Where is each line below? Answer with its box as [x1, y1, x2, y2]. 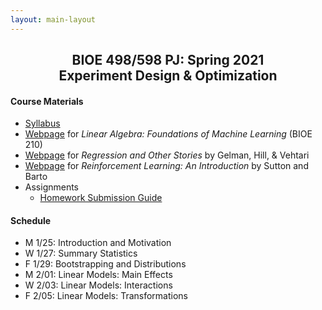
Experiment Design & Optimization [58, 67, 278, 85]
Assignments [24, 181, 80, 193]
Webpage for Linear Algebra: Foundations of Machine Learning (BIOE [24, 128, 313, 140]
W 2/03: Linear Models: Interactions [24, 279, 173, 291]
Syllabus [24, 117, 61, 130]
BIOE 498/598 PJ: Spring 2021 [71, 52, 265, 69]
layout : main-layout [10, 14, 97, 25]
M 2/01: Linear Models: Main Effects [24, 269, 173, 281]
